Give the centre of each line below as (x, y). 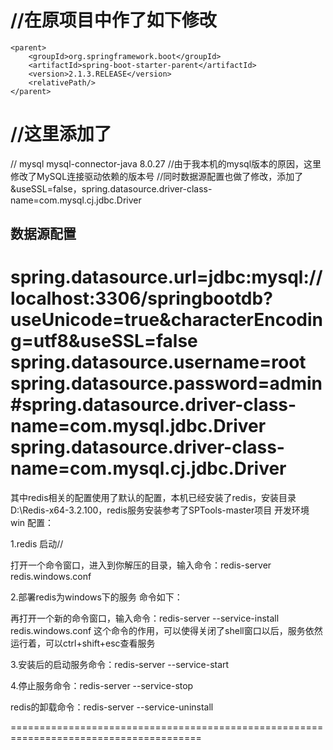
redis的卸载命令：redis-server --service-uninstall (112, 707)
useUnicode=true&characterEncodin (167, 320)
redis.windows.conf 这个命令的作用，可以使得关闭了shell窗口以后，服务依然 (166, 631)
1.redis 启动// (37, 544)
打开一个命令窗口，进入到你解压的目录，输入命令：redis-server (141, 565)
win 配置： (32, 523)
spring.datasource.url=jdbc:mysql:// (166, 277)
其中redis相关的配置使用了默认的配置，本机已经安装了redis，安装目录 (153, 498)
